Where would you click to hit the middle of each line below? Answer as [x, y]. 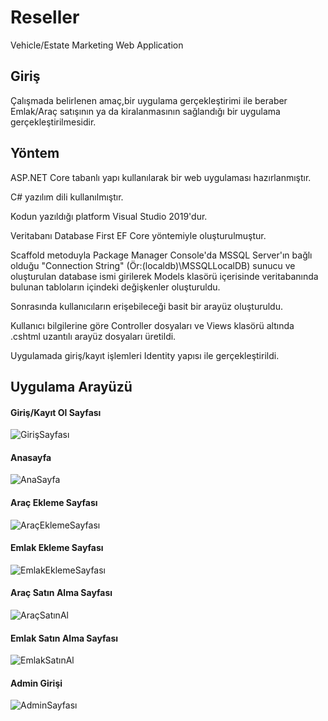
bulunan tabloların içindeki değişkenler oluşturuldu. [115, 287]
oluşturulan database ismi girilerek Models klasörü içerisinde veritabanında [164, 276]
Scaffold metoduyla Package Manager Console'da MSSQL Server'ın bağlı [161, 255]
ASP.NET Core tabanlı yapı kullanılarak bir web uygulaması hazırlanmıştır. [161, 177]
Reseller [45, 17]
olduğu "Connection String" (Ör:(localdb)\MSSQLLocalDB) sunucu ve [153, 265]
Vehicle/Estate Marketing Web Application [97, 45]
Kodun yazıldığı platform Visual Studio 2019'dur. [109, 216]
